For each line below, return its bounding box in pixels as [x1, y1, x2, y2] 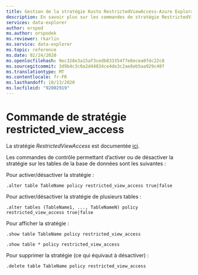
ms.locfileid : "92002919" [6, 85, 70, 91]
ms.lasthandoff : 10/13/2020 [6, 80, 75, 86]
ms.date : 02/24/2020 [6, 52, 57, 58]
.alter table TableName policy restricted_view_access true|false [6, 183, 173, 189]
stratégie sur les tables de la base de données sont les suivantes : [6, 160, 166, 167]
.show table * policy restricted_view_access [6, 242, 120, 247]
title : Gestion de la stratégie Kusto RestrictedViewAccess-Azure [6, 8, 173, 15]
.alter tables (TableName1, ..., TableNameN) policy [6, 204, 138, 210]
